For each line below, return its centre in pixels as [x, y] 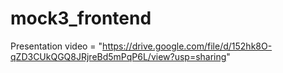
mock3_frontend [81, 18]
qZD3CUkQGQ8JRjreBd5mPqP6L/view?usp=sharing [118, 56]
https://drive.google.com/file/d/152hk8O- [187, 46]
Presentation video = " [56, 46]
